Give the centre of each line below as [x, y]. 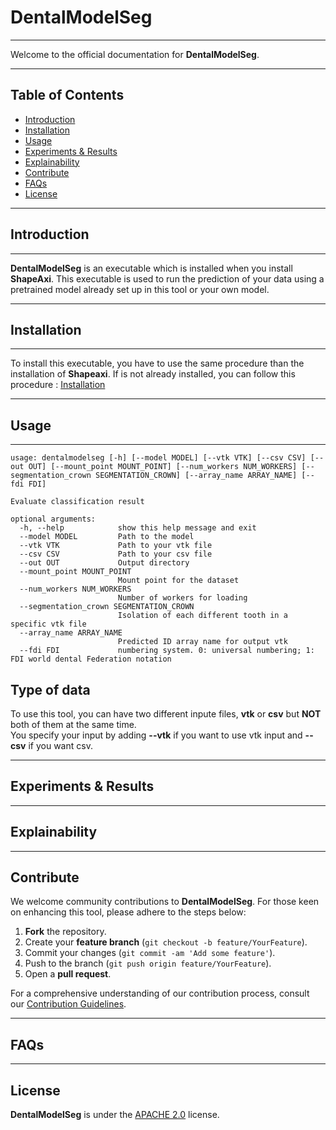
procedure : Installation [58, 385]
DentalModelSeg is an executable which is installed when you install [151, 268]
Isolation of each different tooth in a [202, 616]
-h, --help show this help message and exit [138, 528]
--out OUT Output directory [104, 563]
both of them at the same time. [73, 724]
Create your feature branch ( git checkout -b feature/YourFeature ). [166, 942]
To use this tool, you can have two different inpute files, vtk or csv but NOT [166, 714]
